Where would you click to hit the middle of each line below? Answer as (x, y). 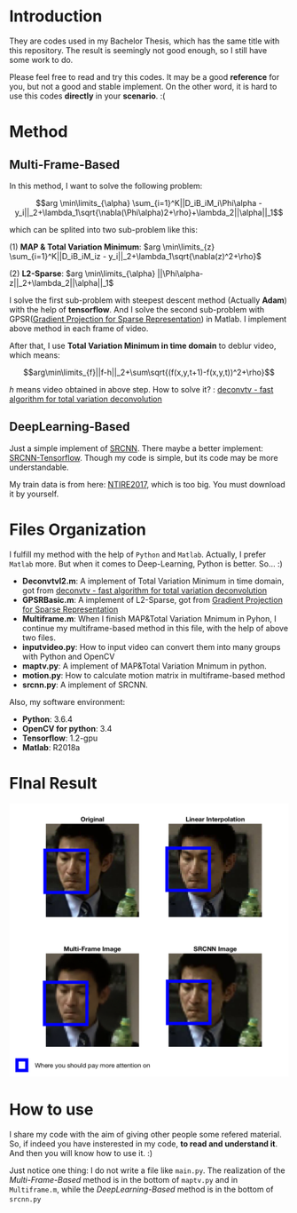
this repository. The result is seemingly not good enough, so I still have (138, 50)
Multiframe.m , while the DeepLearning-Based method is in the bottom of (141, 1189)
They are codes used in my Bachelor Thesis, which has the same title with (145, 41)
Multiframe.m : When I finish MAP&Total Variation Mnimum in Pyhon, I (149, 618)
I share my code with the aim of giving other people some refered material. (145, 1134)
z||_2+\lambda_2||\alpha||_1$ (62, 282)
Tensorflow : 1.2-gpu (60, 738)
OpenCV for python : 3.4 (67, 728)
